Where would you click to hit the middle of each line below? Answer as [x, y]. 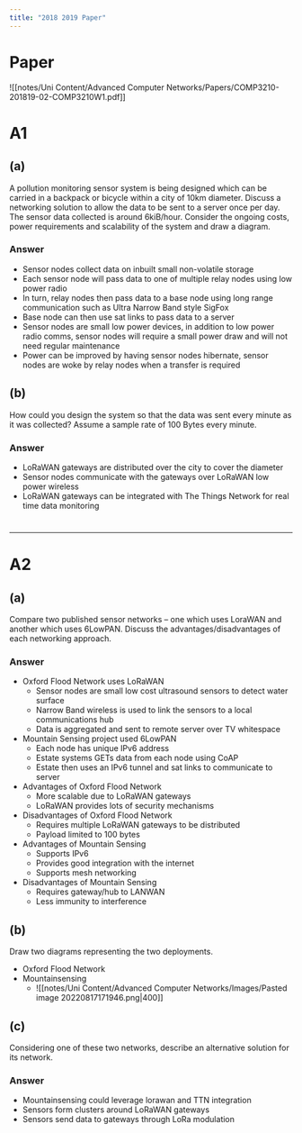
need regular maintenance [71, 345]
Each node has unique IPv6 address [102, 748]
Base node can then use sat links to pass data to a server [129, 317]
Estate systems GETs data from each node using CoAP [137, 758]
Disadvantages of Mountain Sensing [89, 883]
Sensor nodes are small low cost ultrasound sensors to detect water [162, 691]
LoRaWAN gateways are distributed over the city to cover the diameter [153, 467]
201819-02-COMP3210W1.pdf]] [67, 96]
